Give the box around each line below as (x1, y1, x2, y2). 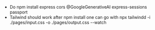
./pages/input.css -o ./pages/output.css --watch (9, 19, 107, 25)
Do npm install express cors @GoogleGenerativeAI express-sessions (9, 4, 147, 10)
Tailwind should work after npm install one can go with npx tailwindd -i (9, 15, 151, 20)
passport (9, 9, 28, 15)
